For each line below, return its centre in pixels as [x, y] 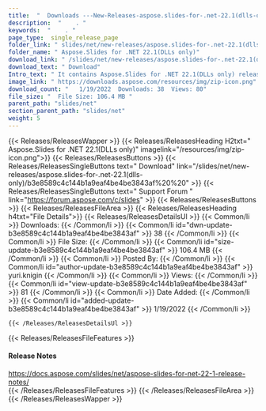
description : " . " [47, 23]
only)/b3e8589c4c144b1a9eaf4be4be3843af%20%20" [99, 183]
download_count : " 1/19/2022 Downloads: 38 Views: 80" [108, 89]
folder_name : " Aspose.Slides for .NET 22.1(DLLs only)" [104, 52]
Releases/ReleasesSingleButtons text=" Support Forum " [101, 191]
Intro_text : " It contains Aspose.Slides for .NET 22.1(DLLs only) [122, 74]
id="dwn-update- [204, 224]
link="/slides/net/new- [213, 166]
